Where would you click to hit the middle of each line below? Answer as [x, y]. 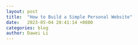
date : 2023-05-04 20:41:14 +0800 [50, 22]
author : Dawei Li [27, 33]
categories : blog [27, 28]
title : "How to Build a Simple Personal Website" [69, 17]
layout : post [22, 11]
